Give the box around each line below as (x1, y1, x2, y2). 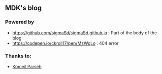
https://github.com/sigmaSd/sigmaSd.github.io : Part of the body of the (12, 29, 157, 36)
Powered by (5, 19, 34, 25)
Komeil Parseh (12, 63, 42, 69)
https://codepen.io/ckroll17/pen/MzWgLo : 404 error (12, 40, 119, 46)
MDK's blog (5, 4, 42, 12)
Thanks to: (5, 52, 32, 59)
